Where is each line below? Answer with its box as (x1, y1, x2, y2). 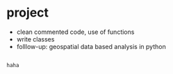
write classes (16, 35, 55, 43)
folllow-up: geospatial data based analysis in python (16, 42, 166, 50)
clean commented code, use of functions (16, 28, 135, 36)
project (6, 5, 49, 21)
